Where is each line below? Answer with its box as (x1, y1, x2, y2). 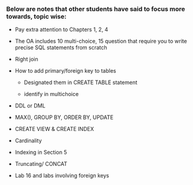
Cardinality (14, 137, 42, 144)
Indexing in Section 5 (14, 149, 67, 156)
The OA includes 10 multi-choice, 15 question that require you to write (14, 38, 188, 45)
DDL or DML (14, 102, 46, 109)
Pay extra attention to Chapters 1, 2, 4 (14, 26, 108, 33)
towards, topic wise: (6, 12, 67, 20)
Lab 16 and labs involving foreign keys (14, 172, 110, 179)
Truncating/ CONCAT (14, 160, 68, 168)
